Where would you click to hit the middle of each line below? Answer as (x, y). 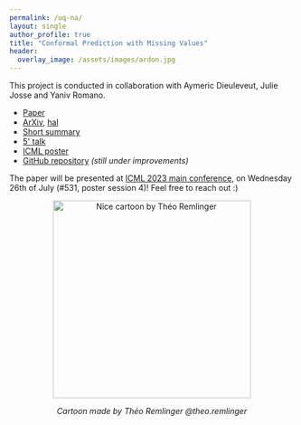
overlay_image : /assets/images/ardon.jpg (97, 60)
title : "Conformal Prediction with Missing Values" (108, 43)
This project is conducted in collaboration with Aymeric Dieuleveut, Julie (144, 85)
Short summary (51, 132)
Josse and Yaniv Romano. (57, 95)
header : (24, 52)
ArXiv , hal (40, 122)
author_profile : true (50, 34)
